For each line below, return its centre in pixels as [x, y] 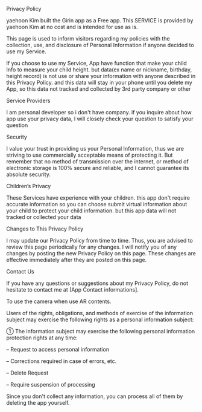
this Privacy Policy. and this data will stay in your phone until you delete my [99, 82]
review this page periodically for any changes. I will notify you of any [91, 247]
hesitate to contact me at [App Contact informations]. [72, 289]
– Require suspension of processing [51, 384]
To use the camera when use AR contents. [59, 301]
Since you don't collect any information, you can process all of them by [95, 396]
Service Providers [28, 100]
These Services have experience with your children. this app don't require [98, 198]
